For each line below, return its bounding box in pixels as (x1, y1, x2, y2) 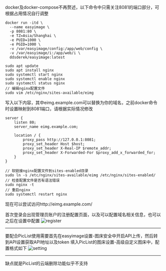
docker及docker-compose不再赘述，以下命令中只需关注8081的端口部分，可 (5, 4, 160, 10)
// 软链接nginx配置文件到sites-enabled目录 (5, 168, 89, 173)
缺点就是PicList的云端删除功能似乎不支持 (5, 261, 88, 266)
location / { (14, 133, 41, 138)
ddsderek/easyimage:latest (9, 55, 65, 60)
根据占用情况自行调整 (5, 10, 48, 16)
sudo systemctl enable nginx (5, 77, 65, 81)
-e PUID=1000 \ (9, 38, 41, 42)
